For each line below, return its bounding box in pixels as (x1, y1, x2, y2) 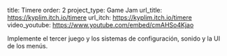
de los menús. (7, 42, 48, 50)
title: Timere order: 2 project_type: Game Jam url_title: (7, 6, 163, 14)
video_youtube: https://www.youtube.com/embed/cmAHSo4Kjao (7, 21, 194, 29)
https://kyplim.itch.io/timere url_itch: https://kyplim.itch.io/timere (7, 13, 192, 22)
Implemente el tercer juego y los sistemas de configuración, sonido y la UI (7, 34, 221, 43)
